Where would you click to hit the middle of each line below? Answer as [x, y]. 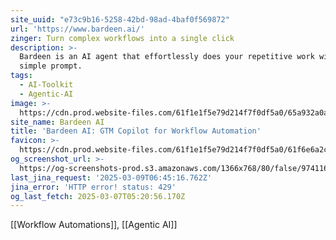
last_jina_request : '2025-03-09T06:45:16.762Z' [111, 177]
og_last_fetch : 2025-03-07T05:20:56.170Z [98, 196]
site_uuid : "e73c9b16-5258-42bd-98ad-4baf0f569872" [120, 19]
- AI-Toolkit [46, 85]
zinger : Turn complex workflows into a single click [122, 38]
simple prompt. [51, 66]
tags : [21, 76]
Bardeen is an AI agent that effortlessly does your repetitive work [167, 57]
